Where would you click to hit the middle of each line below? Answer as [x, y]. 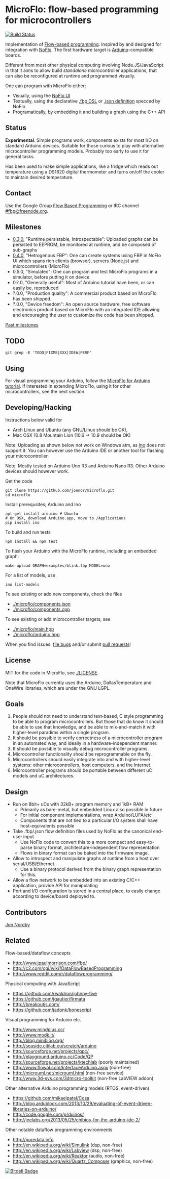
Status [16, 128]
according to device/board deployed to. [54, 896]
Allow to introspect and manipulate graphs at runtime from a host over [86, 859]
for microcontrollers [48, 20]
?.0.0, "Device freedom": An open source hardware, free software [81, 304]
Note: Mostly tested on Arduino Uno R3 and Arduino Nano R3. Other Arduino [85, 466]
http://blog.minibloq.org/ [38, 1040]
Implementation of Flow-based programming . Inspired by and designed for [83, 44]
